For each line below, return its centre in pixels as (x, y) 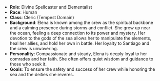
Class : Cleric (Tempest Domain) (42, 17)
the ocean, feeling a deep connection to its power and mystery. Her (77, 33)
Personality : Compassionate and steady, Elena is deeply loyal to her (78, 54)
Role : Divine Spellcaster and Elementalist (51, 7)
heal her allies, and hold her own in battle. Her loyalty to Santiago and (80, 43)
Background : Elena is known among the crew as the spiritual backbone (81, 22)
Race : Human (23, 12)
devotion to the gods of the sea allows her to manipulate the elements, (80, 38)
